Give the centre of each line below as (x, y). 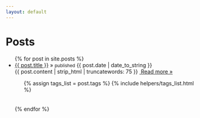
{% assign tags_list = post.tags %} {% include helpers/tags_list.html (109, 83)
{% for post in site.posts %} (49, 59)
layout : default (26, 12)
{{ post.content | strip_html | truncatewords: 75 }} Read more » (94, 71)
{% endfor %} (32, 109)
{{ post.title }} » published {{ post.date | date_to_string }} (83, 65)
